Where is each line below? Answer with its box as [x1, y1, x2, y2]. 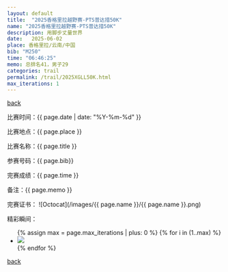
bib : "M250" [7, 49, 41, 55]
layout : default [7, 10, 53, 17]
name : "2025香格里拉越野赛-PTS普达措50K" [7, 23, 116, 29]
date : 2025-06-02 [7, 36, 63, 42]
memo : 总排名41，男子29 [7, 61, 68, 68]
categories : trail [7, 67, 59, 74]
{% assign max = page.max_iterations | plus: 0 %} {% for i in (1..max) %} [16, 229, 222, 237]
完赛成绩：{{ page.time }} [7, 171, 79, 180]
